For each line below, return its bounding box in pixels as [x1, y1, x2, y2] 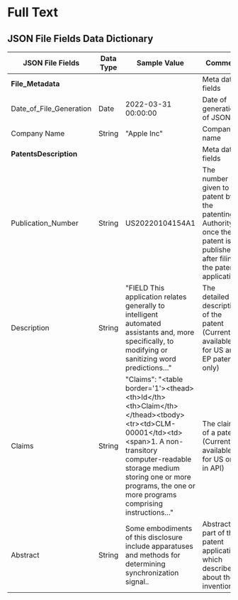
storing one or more [125, 472, 191, 481]
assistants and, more [125, 327, 195, 337]
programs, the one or [125, 481, 196, 491]
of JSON [202, 113, 231, 122]
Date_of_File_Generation [11, 104, 92, 114]
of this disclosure [125, 533, 183, 542]
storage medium [125, 463, 180, 473]
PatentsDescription [11, 149, 78, 158]
